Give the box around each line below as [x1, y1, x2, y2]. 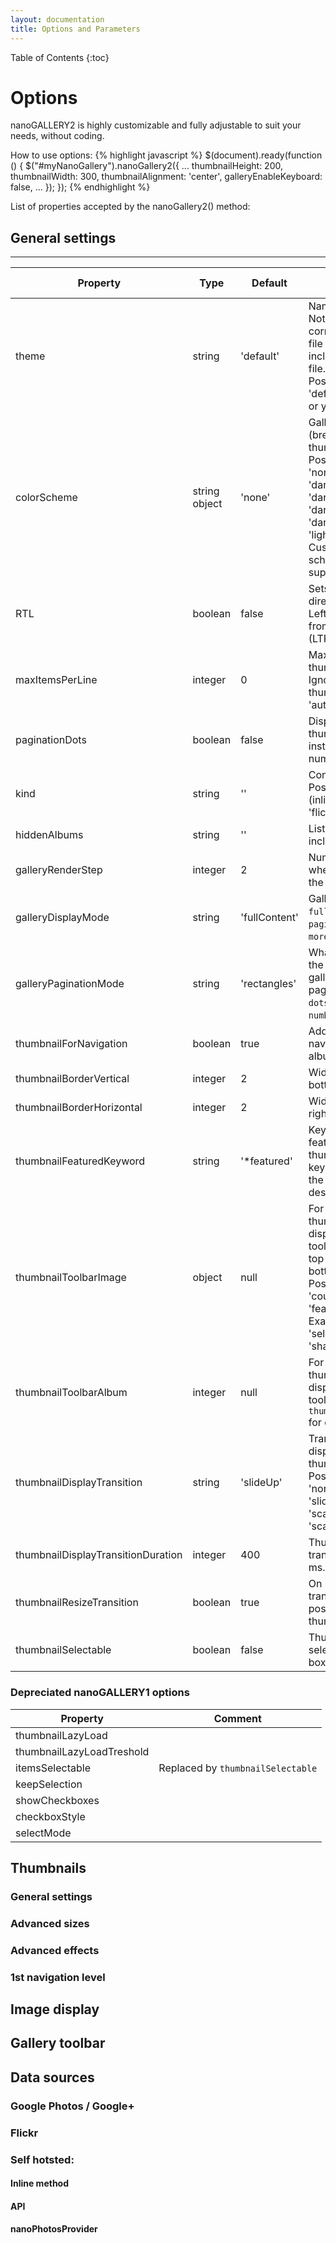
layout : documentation [10, 14, 105, 25]
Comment [213, 1711, 262, 1725]
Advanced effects [10, 1943, 100, 1957]
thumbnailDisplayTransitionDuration [15, 1548, 183, 1562]
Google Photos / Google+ [10, 2099, 135, 2113]
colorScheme [15, 491, 78, 505]
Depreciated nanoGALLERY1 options [10, 1686, 190, 1700]
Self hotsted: [10, 2152, 75, 2166]
